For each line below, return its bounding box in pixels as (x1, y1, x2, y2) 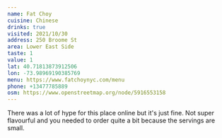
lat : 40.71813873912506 (7, 63, 78, 70)
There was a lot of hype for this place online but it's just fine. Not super (7, 109, 214, 117)
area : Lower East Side (7, 43, 74, 50)
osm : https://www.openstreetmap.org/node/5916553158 (7, 89, 166, 96)
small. (7, 124, 25, 132)
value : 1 (7, 57, 33, 64)
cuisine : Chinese (7, 17, 59, 24)
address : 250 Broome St (7, 37, 78, 44)
